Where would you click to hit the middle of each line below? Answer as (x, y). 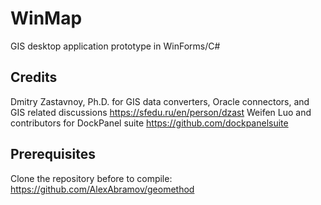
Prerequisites (53, 154)
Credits (34, 77)
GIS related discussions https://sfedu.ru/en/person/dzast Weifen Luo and (161, 112)
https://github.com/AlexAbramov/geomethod (102, 189)
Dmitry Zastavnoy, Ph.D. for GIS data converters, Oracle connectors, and (160, 101)
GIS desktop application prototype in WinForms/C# (115, 46)
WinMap (46, 18)
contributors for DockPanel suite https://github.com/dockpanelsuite (149, 123)
